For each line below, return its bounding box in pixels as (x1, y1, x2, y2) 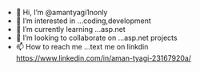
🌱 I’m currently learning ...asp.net (15, 25, 126, 34)
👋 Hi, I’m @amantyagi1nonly (15, 8, 108, 17)
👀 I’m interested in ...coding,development (15, 16, 152, 26)
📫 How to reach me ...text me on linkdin (15, 42, 149, 51)
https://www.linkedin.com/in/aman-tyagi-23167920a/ (15, 53, 192, 63)
